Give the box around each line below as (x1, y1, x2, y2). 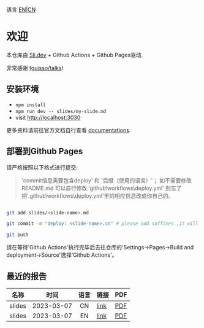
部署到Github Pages (6, 146, 83, 157)
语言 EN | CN (6, 6, 36, 13)
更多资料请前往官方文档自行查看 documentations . (6, 126, 131, 134)
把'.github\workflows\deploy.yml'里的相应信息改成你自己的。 (21, 192, 174, 199)
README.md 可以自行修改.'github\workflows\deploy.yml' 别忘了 (21, 184, 182, 192)
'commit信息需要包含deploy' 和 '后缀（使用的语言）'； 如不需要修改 (21, 176, 192, 184)
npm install (15, 101, 46, 108)
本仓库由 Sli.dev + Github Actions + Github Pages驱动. (6, 51, 143, 58)
